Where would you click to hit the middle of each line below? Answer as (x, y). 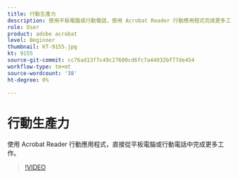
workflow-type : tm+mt (39, 67)
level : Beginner (31, 40)
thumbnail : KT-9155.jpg (42, 47)
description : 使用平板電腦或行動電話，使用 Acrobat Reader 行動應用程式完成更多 (117, 21)
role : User (23, 27)
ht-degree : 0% (28, 80)
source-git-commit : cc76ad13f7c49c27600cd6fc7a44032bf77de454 (101, 60)
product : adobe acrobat (42, 34)
